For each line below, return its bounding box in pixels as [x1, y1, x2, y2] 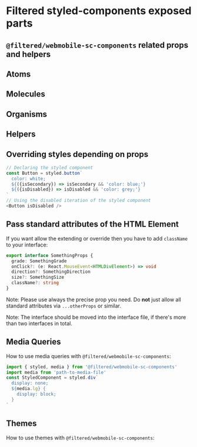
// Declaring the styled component [6, 165, 94, 171]
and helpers [6, 49, 51, 59]
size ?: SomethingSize [11, 275, 65, 281]
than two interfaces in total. [6, 319, 72, 327]
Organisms [6, 109, 48, 119]
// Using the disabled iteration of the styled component [6, 198, 151, 204]
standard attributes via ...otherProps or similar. [6, 302, 122, 309]
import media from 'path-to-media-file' [6, 369, 107, 375]
